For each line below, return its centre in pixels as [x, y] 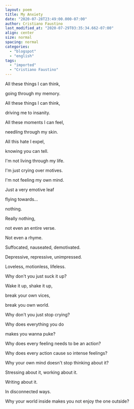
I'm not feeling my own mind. [35, 180]
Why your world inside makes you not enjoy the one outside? [67, 401]
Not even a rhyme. [24, 238]
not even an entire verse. [30, 228]
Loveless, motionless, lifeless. [35, 267]
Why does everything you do [35, 324]
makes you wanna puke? [30, 334]
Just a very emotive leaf [30, 190]
